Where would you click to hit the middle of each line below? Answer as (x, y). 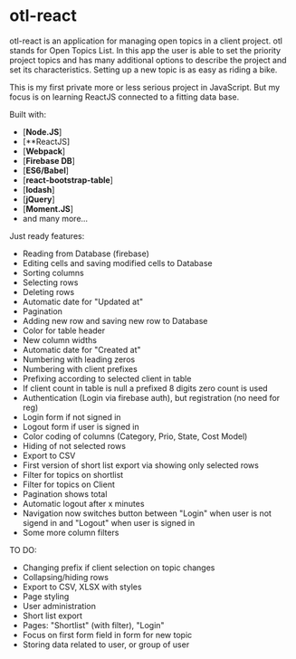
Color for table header (64, 330)
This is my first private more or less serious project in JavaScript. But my (145, 87)
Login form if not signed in (72, 416)
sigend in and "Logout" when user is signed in (109, 522)
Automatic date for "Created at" (81, 349)
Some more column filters (71, 532)
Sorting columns (53, 272)
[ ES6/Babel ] (46, 170)
